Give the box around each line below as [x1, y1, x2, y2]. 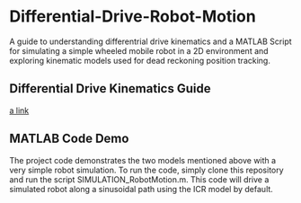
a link [9, 105, 30, 116]
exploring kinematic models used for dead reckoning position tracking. [9, 55, 271, 66]
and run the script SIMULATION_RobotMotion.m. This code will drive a [9, 173, 270, 185]
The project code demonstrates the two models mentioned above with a [9, 154, 277, 165]
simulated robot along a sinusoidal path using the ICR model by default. [9, 183, 274, 194]
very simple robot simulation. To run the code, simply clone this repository [9, 164, 285, 175]
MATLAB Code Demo [9, 131, 129, 146]
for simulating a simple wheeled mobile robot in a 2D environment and [9, 45, 269, 56]
